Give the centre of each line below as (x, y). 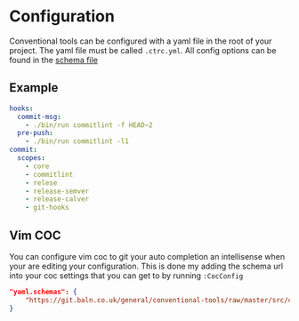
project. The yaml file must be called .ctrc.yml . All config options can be (143, 50)
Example (34, 88)
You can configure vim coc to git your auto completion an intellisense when (147, 256)
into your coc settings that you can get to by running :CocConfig (126, 275)
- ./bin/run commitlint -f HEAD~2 (89, 125)
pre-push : (35, 133)
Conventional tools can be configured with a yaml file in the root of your (141, 41)
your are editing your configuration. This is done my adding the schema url (146, 266)
